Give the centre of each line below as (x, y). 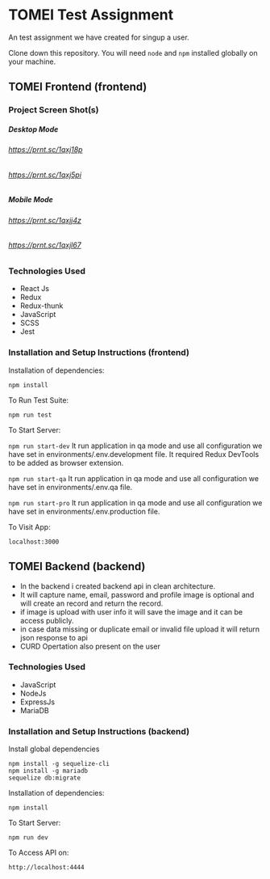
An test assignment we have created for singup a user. (99, 37)
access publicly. (47, 620)
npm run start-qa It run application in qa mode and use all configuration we (134, 478)
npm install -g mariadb (48, 771)
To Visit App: (29, 526)
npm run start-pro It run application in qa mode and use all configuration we (135, 502)
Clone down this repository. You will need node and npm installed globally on (133, 53)
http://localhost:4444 (46, 868)
